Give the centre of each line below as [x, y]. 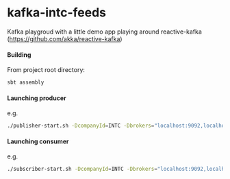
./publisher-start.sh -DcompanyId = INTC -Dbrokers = [81, 126]
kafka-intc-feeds [57, 13]
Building [19, 55]
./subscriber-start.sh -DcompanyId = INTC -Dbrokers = [82, 169]
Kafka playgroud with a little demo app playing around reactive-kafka [104, 32]
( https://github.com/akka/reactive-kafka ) [65, 38]
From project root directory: [46, 70]
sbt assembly [26, 83]
